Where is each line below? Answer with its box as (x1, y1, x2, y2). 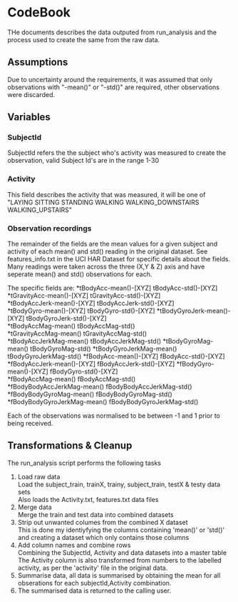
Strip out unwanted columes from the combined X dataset (17, 518, 188, 526)
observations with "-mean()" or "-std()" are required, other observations (7, 83, 219, 91)
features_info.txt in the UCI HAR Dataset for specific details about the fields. (7, 255, 231, 264)
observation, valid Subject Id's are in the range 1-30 (7, 156, 160, 165)
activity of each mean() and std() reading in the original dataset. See (7, 247, 208, 256)
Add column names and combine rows (17, 541, 131, 549)
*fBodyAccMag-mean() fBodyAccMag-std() (7, 375, 136, 383)
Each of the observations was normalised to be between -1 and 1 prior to (7, 411, 221, 420)
